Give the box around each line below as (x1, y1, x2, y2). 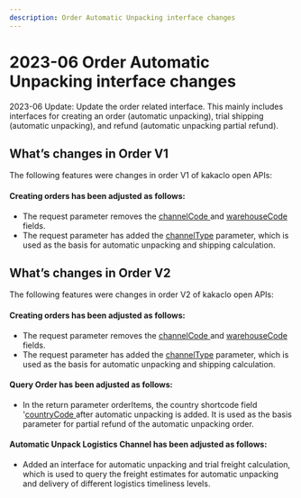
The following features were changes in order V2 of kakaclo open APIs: (9, 289, 275, 300)
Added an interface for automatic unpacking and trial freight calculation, (22, 459, 291, 469)
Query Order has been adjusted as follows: (9, 379, 173, 390)
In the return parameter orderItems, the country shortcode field (22, 399, 258, 410)
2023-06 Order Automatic (9, 51, 210, 72)
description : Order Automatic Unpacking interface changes (9, 13, 236, 23)
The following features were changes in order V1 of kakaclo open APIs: (9, 170, 273, 181)
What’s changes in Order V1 (9, 146, 169, 161)
